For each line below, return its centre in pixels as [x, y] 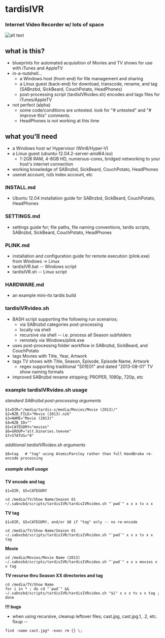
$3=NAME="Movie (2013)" [30, 418]
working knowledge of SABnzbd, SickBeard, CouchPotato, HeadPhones [85, 169]
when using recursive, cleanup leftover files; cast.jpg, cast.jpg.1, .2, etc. [85, 616]
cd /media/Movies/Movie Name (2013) [43, 558]
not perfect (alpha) [31, 105]
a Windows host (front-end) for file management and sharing [82, 79]
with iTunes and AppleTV [37, 68]
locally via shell [35, 329]
